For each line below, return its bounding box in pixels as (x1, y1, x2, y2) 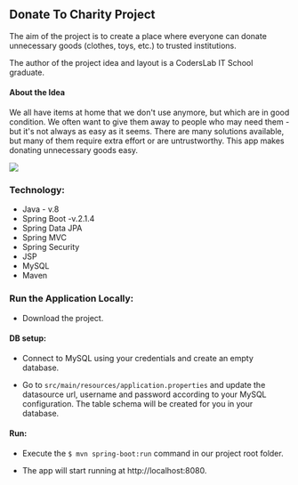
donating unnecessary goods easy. (9, 145, 139, 156)
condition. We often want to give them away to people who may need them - (9, 117, 290, 127)
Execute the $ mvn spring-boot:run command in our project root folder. (21, 449, 284, 459)
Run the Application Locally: (9, 293, 134, 305)
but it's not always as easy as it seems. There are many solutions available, (9, 126, 285, 137)
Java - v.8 (21, 204, 60, 214)
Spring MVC (21, 232, 68, 243)
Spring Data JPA (21, 222, 83, 234)
